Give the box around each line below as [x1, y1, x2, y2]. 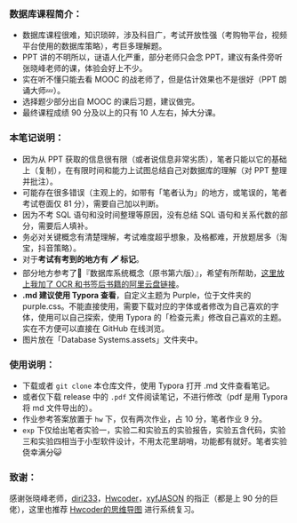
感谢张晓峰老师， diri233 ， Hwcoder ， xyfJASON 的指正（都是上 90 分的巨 [9, 493, 278, 503]
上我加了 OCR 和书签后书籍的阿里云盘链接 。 [21, 278, 184, 289]
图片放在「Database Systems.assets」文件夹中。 [21, 334, 203, 345]
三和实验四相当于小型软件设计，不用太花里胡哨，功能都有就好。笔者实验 [21, 435, 287, 446]
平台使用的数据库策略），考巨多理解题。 [21, 41, 167, 52]
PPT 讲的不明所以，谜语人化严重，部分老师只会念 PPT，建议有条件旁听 [21, 52, 283, 63]
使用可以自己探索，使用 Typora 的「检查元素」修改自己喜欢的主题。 [37, 312, 286, 322]
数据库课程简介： [9, 7, 83, 20]
